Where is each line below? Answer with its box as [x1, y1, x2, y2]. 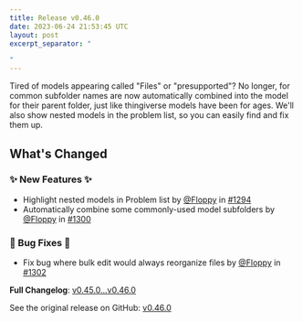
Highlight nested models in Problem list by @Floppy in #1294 [22, 194, 252, 205]
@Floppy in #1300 [22, 213, 91, 224]
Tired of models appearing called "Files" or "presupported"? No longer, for [9, 80, 290, 91]
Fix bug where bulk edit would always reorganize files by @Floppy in [22, 257, 281, 268]
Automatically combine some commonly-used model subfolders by [22, 203, 276, 215]
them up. [9, 120, 44, 131]
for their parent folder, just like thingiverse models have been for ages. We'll [9, 100, 295, 111]
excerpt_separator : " [9, 38, 92, 48]
